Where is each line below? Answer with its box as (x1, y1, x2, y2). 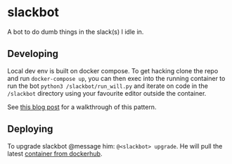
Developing (7, 48, 58, 60)
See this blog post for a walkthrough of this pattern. (7, 103, 157, 111)
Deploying (7, 123, 53, 135)
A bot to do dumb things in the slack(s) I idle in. (7, 27, 144, 36)
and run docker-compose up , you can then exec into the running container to (7, 74, 226, 82)
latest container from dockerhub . (7, 149, 103, 158)
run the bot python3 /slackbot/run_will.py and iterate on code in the (7, 82, 209, 90)
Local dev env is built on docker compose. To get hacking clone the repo (7, 66, 219, 75)
